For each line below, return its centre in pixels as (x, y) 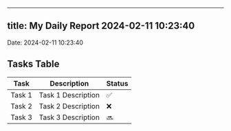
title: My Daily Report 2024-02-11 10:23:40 (101, 26)
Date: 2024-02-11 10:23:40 (45, 43)
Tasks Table (33, 64)
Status (117, 83)
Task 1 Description (69, 95)
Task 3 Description (69, 117)
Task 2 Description (69, 106)
